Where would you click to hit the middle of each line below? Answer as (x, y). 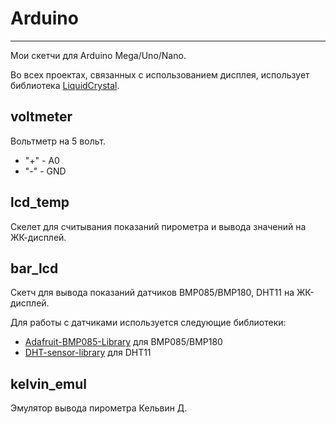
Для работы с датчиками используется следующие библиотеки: (148, 323)
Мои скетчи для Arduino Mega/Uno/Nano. (98, 55)
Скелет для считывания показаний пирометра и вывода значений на (158, 226)
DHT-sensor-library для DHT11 (88, 353)
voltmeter (41, 117)
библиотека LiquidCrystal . (65, 85)
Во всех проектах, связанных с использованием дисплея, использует (160, 74)
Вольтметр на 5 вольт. (58, 141)
